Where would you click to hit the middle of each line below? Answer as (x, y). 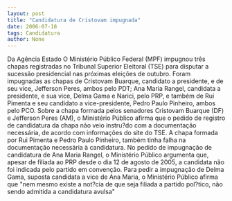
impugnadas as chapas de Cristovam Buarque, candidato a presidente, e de (115, 81)
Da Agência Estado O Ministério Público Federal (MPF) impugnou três (106, 59)
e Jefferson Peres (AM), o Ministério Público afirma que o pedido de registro (116, 118)
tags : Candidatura (34, 33)
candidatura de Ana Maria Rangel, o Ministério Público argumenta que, (108, 155)
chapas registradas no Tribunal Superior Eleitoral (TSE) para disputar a (108, 67)
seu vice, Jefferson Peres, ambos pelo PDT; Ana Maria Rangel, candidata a (114, 89)
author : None (26, 40)
